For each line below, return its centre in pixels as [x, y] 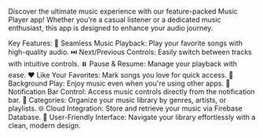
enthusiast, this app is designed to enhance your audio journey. [111, 28]
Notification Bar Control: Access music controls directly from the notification [131, 92]
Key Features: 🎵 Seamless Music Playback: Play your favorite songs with [126, 43]
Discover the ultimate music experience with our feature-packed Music [123, 11]
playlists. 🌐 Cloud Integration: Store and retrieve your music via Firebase [125, 108]
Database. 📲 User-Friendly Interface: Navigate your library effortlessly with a [132, 117]
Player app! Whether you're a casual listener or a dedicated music [115, 20]
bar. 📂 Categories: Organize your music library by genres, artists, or [117, 100]
